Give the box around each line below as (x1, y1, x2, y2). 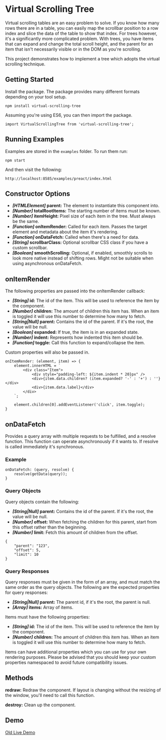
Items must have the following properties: (5, 614, 90, 620)
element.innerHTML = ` (14, 363, 61, 369)
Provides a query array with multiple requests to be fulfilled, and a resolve (5, 433, 156, 439)
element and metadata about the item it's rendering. (12, 229, 119, 235)
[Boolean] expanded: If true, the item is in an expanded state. (12, 329, 139, 335)
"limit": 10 (14, 552, 39, 557)
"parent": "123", (14, 543, 50, 548)
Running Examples (5, 135, 64, 144)
